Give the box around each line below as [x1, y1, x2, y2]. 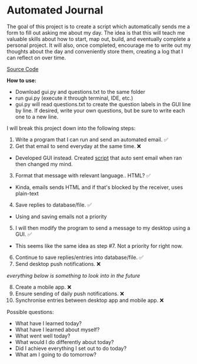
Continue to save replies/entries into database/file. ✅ [15, 254, 143, 261]
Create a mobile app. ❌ [15, 283, 72, 291]
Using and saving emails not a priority [15, 213, 108, 220]
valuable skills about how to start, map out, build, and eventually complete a [6, 35, 191, 42]
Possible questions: [6, 308, 54, 315]
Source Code [6, 65, 39, 72]
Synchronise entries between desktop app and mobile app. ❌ [15, 296, 164, 304]
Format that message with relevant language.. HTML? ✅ [15, 171, 151, 179]
